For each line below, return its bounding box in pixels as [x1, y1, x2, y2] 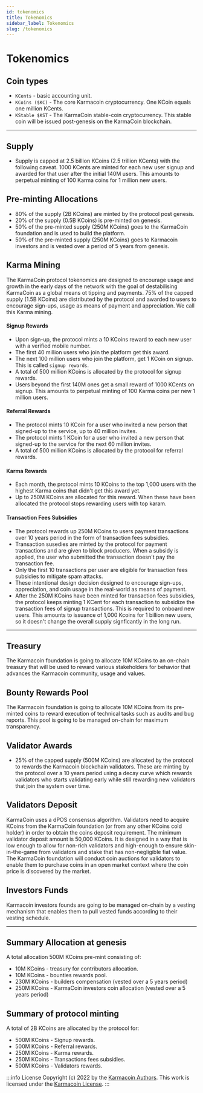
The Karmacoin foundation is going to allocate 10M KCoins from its [6, 704, 172, 711]
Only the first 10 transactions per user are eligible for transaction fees [14, 566, 188, 573]
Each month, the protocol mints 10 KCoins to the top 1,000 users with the [14, 480, 196, 488]
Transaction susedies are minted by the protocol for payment [14, 540, 167, 548]
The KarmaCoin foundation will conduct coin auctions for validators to [6, 855, 181, 862]
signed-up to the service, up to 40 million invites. [14, 428, 138, 435]
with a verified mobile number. [14, 342, 91, 349]
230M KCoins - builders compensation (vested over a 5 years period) [14, 978, 188, 986]
